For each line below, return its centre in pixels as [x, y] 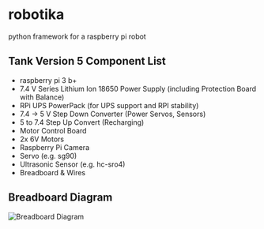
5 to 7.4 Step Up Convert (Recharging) [82, 122]
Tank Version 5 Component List [87, 61]
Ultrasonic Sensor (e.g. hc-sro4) [72, 164]
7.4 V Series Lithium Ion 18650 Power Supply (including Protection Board [138, 88]
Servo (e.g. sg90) [48, 156]
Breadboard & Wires [52, 172]
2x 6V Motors [42, 139]
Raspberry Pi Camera [54, 147]
